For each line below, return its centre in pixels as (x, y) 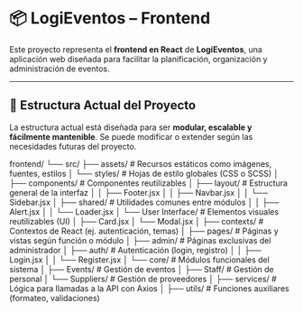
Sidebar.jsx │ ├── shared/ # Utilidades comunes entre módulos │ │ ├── (144, 202)
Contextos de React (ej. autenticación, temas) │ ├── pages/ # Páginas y (144, 231)
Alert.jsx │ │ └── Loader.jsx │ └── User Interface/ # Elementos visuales (144, 211)
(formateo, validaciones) (55, 298)
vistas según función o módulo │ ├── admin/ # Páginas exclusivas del (140, 240)
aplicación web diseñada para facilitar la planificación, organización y (138, 59)
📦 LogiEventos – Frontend (110, 18)
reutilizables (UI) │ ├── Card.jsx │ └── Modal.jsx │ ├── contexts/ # (137, 221)
